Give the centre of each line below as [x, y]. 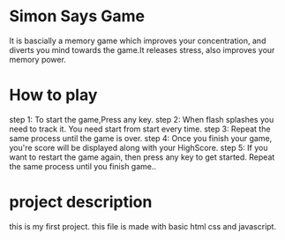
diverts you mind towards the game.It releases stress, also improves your [142, 49]
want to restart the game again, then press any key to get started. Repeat [142, 157]
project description [81, 202]
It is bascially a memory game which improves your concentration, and [138, 41]
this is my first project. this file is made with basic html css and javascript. [142, 226]
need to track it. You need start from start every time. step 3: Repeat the [140, 129]
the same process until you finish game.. [83, 166]
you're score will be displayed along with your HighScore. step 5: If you [139, 147]
